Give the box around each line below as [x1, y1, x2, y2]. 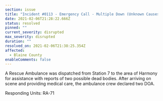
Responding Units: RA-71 [5, 90, 55, 96]
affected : [5, 48, 25, 53]
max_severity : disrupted [5, 35, 55, 40]
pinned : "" [5, 25, 27, 30]
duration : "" [5, 39, 32, 44]
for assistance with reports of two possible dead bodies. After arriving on [5, 76, 151, 81]
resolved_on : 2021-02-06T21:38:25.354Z [5, 43, 86, 48]
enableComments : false [5, 57, 51, 62]
